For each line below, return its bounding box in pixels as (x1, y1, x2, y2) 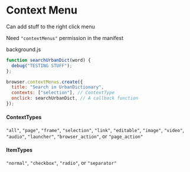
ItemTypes (6, 146, 33, 153)
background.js (6, 45, 41, 53)
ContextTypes (6, 113, 42, 121)
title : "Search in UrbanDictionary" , (11, 84, 104, 90)
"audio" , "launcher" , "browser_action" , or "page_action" (6, 133, 143, 140)
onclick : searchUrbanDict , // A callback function (11, 95, 139, 101)
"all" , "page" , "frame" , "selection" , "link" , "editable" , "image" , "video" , (6, 127, 185, 134)
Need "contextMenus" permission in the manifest (6, 34, 124, 41)
